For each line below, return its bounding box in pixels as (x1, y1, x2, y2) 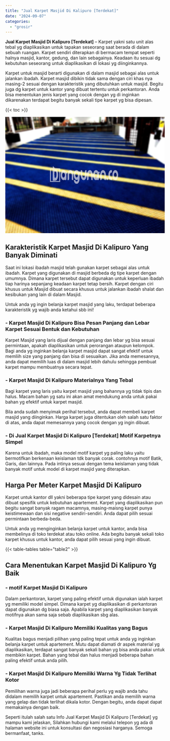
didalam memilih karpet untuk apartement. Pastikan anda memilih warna (5, 693, 156, 699)
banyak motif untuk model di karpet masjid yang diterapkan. (5, 466, 131, 472)
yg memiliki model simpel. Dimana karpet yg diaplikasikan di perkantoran (5, 601, 157, 607)
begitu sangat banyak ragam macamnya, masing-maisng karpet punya (5, 505, 153, 511)
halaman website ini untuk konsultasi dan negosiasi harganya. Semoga (5, 725, 153, 731)
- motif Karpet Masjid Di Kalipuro (5, 584, 88, 591)
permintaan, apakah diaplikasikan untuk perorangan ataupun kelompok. (5, 342, 155, 348)
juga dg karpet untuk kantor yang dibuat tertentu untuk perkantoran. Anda (5, 86, 160, 92)
